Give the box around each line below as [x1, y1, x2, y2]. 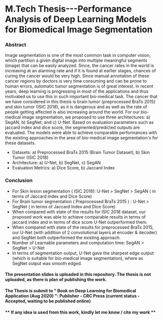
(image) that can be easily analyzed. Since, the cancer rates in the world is [5, 63, 154, 68]
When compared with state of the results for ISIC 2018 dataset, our [12, 209, 146, 215]
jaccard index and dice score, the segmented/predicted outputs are [5, 125, 140, 131]
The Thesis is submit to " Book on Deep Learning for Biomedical [5, 287, 136, 293]
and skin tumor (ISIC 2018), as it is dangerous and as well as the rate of [5, 104, 147, 110]
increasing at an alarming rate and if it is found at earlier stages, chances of [5, 68, 156, 74]
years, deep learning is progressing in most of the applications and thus [5, 88, 149, 94]
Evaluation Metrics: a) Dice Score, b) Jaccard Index [12, 165, 115, 171]
